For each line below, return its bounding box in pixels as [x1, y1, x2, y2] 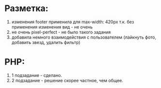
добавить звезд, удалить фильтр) [11, 39, 81, 45]
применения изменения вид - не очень [11, 24, 93, 29]
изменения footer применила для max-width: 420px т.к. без [11, 19, 134, 25]
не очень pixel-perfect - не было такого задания [11, 29, 111, 35]
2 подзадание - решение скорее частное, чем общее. [11, 77, 124, 83]
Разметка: [4, 3, 49, 14]
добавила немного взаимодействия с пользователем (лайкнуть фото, [11, 34, 157, 40]
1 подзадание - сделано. [11, 72, 62, 78]
